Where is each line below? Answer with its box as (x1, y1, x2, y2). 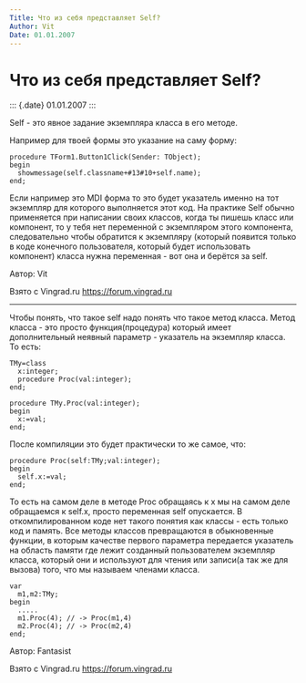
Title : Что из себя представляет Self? (9, 13, 161, 23)
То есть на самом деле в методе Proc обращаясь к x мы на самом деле (9, 496, 291, 507)
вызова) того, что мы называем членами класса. (9, 564, 200, 575)
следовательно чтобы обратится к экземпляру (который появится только (9, 232, 297, 243)
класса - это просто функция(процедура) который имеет (9, 322, 232, 333)
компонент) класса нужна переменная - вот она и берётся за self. (9, 251, 269, 262)
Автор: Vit (9, 268, 48, 279)
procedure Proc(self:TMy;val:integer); (9, 457, 161, 466)
